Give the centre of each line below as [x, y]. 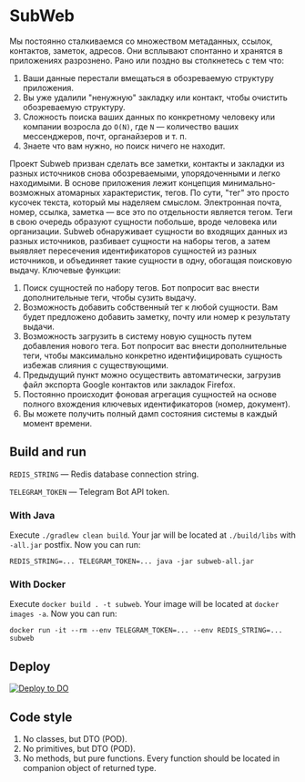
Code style [41, 717]
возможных [32, 192]
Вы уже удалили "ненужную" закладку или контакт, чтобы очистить [155, 98]
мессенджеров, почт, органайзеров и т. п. [105, 136]
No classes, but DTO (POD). [75, 738]
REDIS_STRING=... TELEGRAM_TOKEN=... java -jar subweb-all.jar [132, 561]
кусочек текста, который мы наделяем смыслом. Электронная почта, [146, 202]
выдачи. [38, 326]
